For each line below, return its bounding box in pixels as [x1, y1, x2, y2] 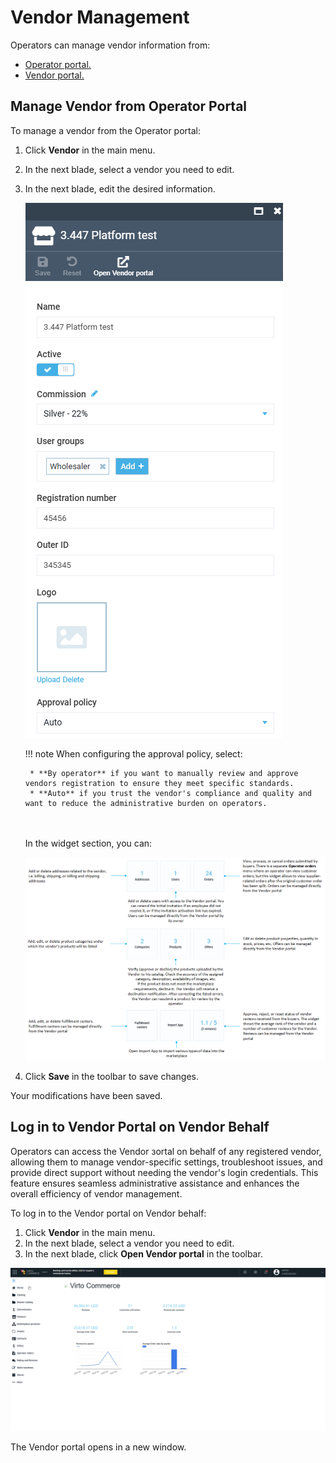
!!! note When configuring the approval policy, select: [24, 747, 243, 760]
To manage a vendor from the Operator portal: [10, 124, 202, 136]
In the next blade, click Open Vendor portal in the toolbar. [24, 1247, 263, 1260]
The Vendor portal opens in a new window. [10, 1441, 187, 1453]
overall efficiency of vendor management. [10, 1187, 183, 1200]
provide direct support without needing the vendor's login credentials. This [10, 1166, 319, 1178]
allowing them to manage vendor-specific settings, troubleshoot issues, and [10, 1156, 323, 1168]
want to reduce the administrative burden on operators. [24, 798, 268, 808]
